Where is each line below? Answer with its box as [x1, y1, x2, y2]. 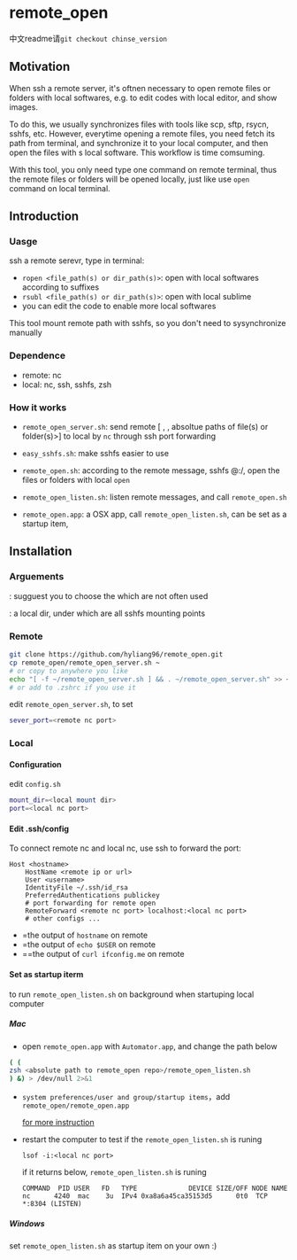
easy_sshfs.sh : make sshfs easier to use [21, 448, 170, 459]
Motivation [9, 59, 71, 74]
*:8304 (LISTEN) [21, 1200, 82, 1209]
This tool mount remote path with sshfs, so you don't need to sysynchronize [9, 318, 286, 329]
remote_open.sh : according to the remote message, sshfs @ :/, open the [21, 465, 280, 476]
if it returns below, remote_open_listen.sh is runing [21, 1167, 208, 1178]
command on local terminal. [9, 183, 110, 193]
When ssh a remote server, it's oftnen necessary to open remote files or [9, 82, 271, 93]
